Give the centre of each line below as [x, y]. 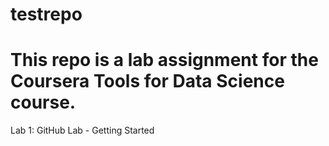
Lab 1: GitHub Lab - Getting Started [82, 130]
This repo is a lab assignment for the [164, 60]
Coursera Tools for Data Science [147, 81]
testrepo [46, 14]
